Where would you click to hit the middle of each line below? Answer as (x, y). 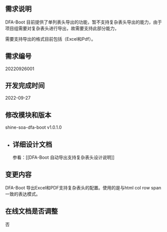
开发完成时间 (25, 86)
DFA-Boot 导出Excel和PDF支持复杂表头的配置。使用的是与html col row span (83, 187)
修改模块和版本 (28, 115)
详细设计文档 (32, 144)
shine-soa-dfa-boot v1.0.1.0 (33, 127)
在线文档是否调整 (31, 211)
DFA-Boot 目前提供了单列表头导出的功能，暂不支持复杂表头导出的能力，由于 (84, 22)
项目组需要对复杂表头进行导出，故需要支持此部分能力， (62, 28)
